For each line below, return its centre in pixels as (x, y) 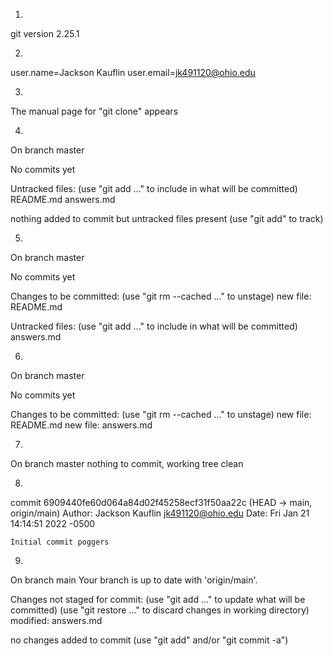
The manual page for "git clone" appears (94, 111)
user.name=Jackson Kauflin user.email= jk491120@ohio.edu (133, 72)
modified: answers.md (56, 620)
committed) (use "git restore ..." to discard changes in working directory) (160, 610)
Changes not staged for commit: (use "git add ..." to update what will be (158, 599)
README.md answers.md (63, 199)
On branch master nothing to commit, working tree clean (127, 463)
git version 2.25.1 (45, 33)
